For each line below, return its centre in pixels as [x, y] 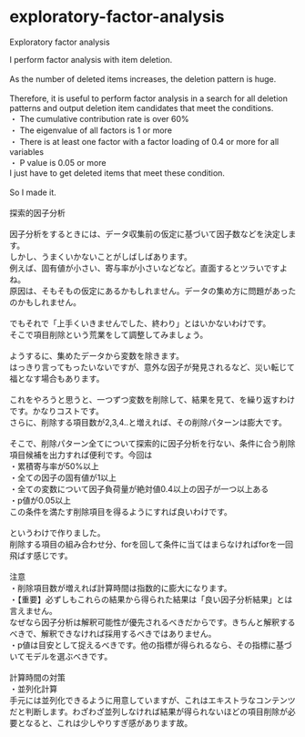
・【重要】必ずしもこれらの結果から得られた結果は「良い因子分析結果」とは [151, 599]
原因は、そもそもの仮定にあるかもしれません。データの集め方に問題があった [153, 291]
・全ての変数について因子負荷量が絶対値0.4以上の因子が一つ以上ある [139, 488]
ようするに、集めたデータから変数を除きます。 [97, 355]
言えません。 [33, 610]
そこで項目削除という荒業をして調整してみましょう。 [109, 334]
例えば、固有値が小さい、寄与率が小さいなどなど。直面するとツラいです [145, 268]
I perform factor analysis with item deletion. [91, 59]
